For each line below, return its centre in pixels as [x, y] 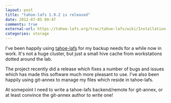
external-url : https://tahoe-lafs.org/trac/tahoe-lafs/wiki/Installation [86, 29]
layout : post [19, 10]
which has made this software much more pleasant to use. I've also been [82, 74]
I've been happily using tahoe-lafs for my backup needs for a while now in [83, 48]
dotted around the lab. [29, 59]
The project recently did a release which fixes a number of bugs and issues [85, 69]
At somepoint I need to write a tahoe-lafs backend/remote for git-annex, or [84, 89]
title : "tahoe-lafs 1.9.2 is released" [48, 15]
